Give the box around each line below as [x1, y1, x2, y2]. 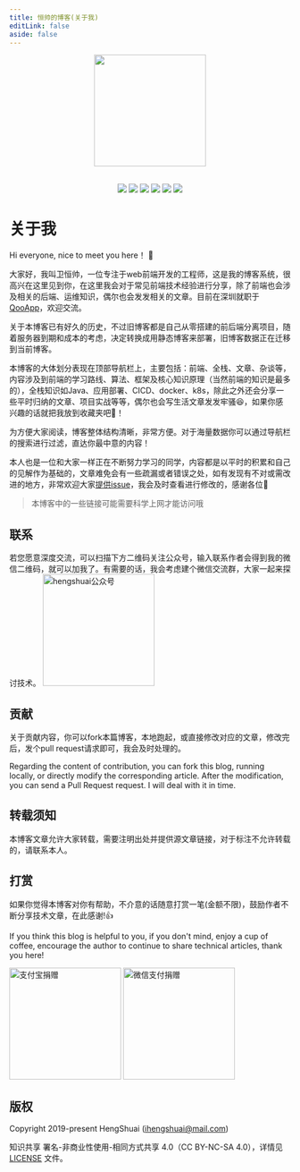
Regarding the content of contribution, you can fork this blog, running [9, 760, 265, 771]
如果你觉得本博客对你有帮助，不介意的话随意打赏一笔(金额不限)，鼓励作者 [9, 898, 281, 909]
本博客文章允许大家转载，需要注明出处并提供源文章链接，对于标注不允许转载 [9, 833, 291, 844]
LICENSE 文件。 [9, 1153, 69, 1164]
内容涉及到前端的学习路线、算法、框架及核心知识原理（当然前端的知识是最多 [9, 374, 291, 385]
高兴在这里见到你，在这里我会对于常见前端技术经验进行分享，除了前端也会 [9, 280, 283, 291]
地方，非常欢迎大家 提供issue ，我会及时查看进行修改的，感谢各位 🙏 [24, 480, 269, 490]
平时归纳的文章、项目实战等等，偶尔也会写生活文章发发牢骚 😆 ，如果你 [16, 396, 276, 407]
